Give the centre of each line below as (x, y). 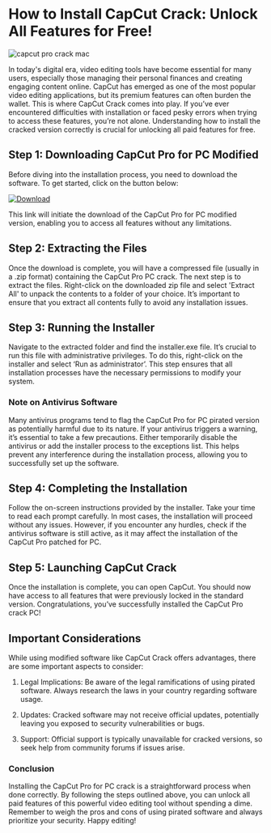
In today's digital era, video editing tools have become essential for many (130, 69)
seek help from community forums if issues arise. (102, 748)
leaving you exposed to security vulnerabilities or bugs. (112, 724)
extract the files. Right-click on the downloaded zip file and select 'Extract (131, 285)
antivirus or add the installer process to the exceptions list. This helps (124, 446)
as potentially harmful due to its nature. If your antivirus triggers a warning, (133, 429)
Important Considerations (75, 638)
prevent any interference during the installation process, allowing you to (128, 455)
